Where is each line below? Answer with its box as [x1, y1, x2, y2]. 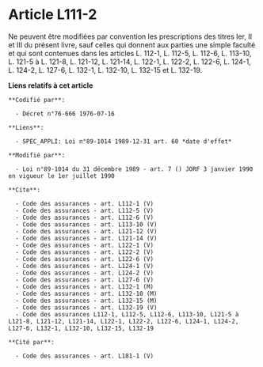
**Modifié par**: [8, 151, 66, 159]
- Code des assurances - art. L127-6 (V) [15, 275, 154, 284]
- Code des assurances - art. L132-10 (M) [15, 289, 158, 297]
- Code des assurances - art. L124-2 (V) [15, 269, 154, 277]
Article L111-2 [8, 6, 97, 24]
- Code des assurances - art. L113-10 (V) [15, 220, 158, 229]
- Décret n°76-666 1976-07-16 [15, 109, 115, 118]
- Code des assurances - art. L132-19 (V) [15, 303, 158, 312]
